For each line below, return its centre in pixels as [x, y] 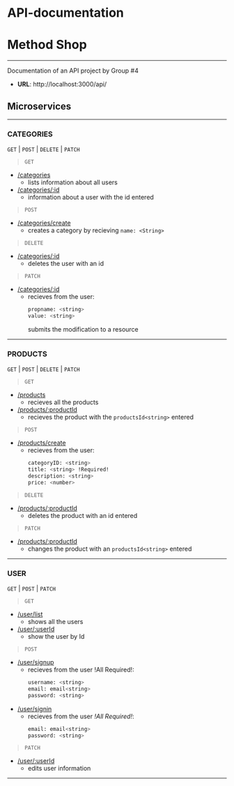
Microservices [39, 106]
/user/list [30, 614]
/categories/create [44, 223]
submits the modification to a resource [83, 329]
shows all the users [55, 622]
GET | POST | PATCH [31, 588]
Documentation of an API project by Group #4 [73, 71]
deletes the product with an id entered [83, 515]
